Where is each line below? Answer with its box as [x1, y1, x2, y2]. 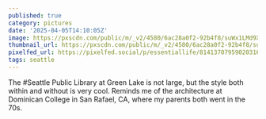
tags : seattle [8, 56, 55, 64]
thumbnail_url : [8, 41, 59, 49]
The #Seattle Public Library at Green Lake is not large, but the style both [8, 77, 244, 87]
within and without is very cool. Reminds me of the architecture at [8, 86, 222, 95]
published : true [8, 11, 62, 20]
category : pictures [8, 19, 73, 27]
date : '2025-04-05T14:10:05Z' [8, 26, 108, 34]
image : [8, 33, 30, 42]
